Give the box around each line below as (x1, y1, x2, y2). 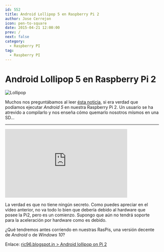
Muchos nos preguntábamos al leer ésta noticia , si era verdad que (5, 99, 138, 105)
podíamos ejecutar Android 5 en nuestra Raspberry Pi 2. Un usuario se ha (5, 105, 153, 110)
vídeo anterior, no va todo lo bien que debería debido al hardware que (5, 207, 145, 213)
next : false (5, 35, 29, 40)
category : (5, 39, 25, 44)
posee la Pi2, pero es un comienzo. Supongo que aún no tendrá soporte (5, 212, 150, 218)
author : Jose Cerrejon (5, 16, 51, 21)
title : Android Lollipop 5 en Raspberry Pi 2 (5, 12, 99, 17)
